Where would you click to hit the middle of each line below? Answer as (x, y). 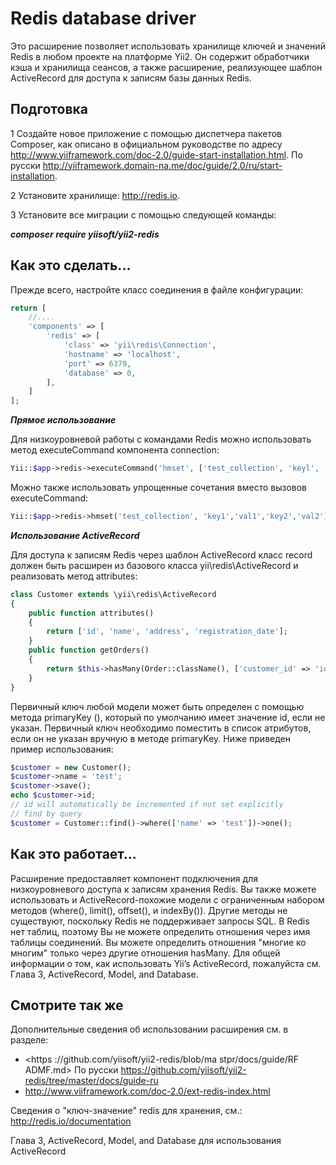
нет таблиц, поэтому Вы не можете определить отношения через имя (160, 931)
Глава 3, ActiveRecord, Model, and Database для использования (146, 1141)
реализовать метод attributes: (74, 576)
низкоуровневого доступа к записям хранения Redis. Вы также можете (163, 889)
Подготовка (49, 109)
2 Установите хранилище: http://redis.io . (95, 195)
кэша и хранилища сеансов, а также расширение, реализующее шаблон (166, 67)
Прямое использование (63, 420)
